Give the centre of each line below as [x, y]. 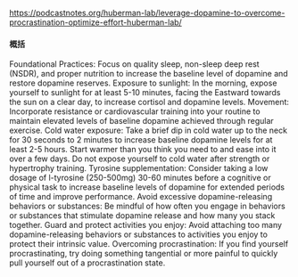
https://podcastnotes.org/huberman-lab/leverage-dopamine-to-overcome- [147, 13]
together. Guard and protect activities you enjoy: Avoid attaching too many [146, 225]
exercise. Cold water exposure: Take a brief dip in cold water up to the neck [149, 130]
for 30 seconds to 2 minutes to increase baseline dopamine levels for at [141, 140]
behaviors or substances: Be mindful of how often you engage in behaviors [147, 206]
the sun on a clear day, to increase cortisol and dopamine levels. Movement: [149, 102]
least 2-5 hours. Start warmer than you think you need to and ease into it [143, 150]
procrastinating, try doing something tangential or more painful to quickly [144, 254]
